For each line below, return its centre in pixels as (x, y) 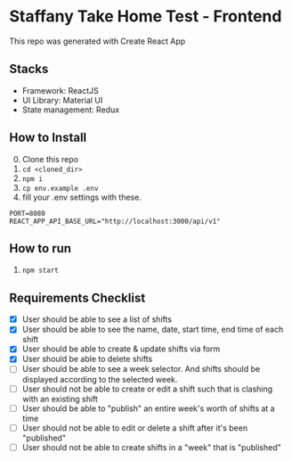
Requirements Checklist (77, 297)
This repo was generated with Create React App (97, 41)
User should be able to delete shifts (87, 359)
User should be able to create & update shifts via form (121, 349)
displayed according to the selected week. (100, 379)
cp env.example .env (60, 188)
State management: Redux (71, 110)
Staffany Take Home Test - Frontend (146, 16)
